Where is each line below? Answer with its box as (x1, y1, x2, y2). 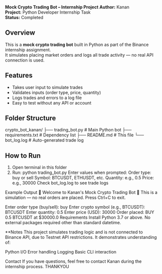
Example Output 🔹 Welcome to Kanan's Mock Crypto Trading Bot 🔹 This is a (5, 190, 158, 195)
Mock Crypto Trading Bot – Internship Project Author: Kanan (5, 4, 130, 10)
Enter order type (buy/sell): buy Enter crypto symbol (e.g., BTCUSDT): (5, 204, 145, 210)
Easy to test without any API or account (12, 100, 92, 105)
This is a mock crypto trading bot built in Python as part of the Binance (5, 42, 149, 47)
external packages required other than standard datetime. (5, 220, 121, 226)
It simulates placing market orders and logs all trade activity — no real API (5, 52, 154, 58)
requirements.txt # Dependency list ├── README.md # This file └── (5, 132, 144, 138)
